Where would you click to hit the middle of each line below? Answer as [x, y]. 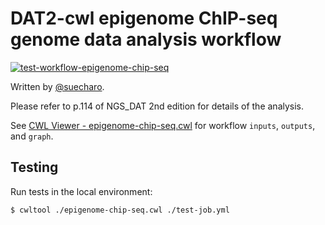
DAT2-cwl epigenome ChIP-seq [144, 18]
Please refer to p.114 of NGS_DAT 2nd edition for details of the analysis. [157, 106]
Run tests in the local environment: [81, 191]
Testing [34, 167]
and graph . [32, 136]
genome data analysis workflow [146, 39]
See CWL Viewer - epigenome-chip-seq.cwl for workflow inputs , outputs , [163, 125]
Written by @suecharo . [57, 86]
